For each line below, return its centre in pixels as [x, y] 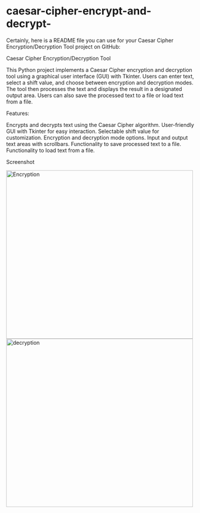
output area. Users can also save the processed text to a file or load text [95, 95]
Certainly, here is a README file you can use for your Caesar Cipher [90, 40]
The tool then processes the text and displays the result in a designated [94, 89]
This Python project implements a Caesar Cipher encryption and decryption [99, 69]
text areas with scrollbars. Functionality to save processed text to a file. [94, 144]
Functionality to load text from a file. [50, 150]
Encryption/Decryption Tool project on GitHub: [63, 47]
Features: [18, 113]
